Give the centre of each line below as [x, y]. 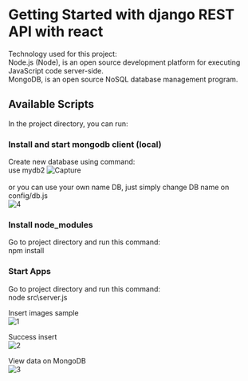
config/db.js [28, 196]
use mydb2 [27, 170]
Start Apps [30, 272]
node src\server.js [38, 297]
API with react [56, 32]
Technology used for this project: [63, 54]
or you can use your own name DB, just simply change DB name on [119, 187]
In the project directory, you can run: [68, 123]
